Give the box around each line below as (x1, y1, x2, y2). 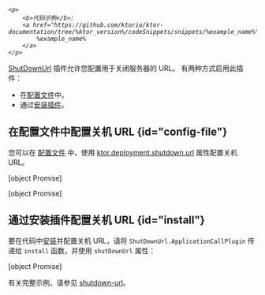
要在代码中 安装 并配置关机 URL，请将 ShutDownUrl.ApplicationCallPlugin (8, 236, 246, 245)
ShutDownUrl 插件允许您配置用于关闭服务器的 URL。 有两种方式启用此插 (8, 64, 244, 73)
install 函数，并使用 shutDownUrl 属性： (23, 245, 156, 255)
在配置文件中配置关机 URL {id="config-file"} (8, 125, 228, 139)
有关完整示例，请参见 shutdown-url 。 (8, 278, 130, 287)
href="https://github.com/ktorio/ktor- (32, 21, 164, 29)
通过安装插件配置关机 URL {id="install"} (8, 214, 205, 227)
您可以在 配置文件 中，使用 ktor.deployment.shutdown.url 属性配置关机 (8, 147, 238, 157)
